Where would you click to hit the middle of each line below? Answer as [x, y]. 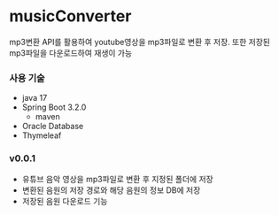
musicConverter [70, 16]
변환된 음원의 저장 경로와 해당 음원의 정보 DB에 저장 [111, 190]
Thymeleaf [42, 135]
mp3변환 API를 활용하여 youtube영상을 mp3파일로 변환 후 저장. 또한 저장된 [139, 42]
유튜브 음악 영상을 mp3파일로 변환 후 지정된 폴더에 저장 [118, 179]
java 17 [35, 98]
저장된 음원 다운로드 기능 [65, 201]
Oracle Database [53, 127]
